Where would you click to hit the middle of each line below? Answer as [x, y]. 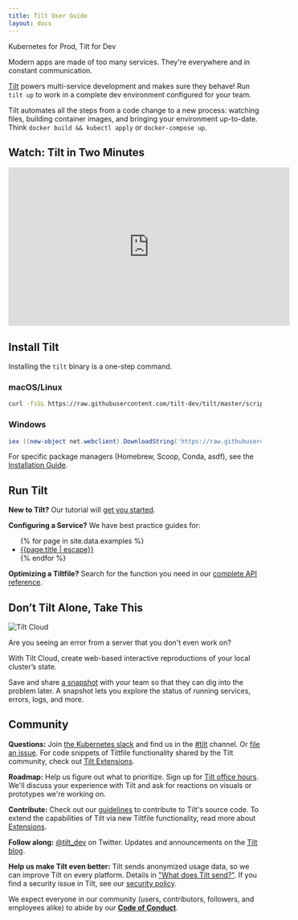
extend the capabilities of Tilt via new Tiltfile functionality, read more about [132, 818]
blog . [17, 851]
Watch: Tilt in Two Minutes [77, 153]
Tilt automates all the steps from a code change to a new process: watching [134, 110]
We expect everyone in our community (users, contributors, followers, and [131, 899]
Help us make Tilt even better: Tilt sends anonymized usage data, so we [129, 866]
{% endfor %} [43, 558]
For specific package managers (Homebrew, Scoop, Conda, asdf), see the [131, 456]
